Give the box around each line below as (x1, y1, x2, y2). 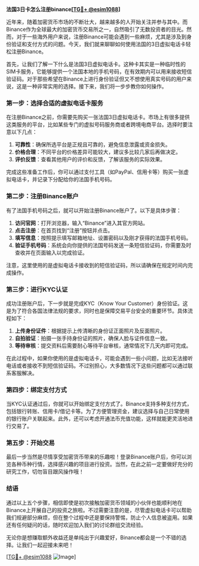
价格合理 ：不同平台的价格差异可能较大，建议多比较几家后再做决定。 (14, 148, 181, 156)
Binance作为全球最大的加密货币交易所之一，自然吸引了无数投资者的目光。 (6, 26, 187, 33)
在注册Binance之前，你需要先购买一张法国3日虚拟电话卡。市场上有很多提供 (6, 114, 190, 121)
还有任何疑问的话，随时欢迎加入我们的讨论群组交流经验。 (6, 521, 146, 528)
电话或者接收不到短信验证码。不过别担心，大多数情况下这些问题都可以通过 (6, 362, 188, 369)
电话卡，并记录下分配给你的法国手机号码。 (11, 176, 115, 183)
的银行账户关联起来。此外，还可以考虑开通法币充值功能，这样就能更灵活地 (6, 415, 188, 423)
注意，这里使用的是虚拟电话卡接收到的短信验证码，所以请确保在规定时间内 (6, 261, 188, 268)
